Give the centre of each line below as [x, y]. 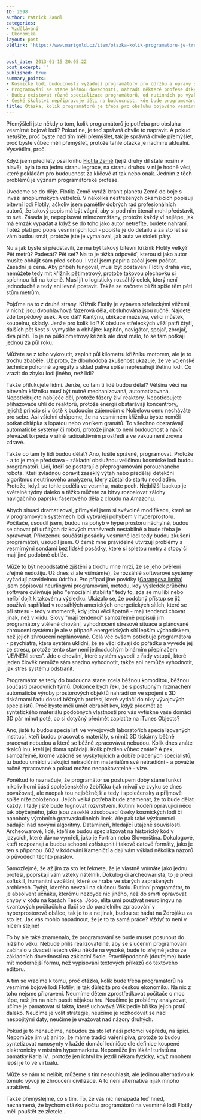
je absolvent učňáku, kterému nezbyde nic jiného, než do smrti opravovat [96, 894]
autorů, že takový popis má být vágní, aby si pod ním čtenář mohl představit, [100, 210]
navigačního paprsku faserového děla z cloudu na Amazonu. [81, 498]
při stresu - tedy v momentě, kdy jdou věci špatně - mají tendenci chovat [96, 611]
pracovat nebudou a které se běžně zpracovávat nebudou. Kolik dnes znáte [99, 743]
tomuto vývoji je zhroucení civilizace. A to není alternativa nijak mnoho [93, 1080]
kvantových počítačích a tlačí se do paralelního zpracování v [81, 906]
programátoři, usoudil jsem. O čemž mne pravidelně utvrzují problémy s [95, 542]
